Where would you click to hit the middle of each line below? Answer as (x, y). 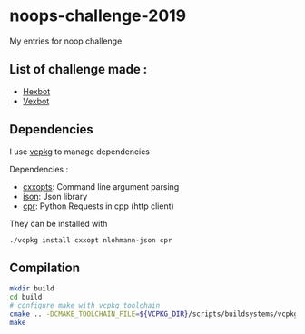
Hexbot (36, 91)
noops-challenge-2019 (98, 16)
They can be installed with (59, 223)
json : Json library (55, 196)
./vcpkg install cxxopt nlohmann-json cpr (91, 240)
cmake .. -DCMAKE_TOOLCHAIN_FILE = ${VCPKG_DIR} (99, 314)
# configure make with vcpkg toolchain (85, 306)
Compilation (44, 267)
